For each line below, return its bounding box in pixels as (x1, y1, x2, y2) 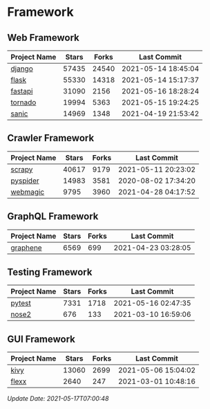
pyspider (10, 176, 39, 185)
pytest (10, 298, 31, 308)
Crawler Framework (7, 132, 95, 144)
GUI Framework (7, 333, 76, 345)
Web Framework (7, 32, 79, 44)
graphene (10, 243, 43, 253)
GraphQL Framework (7, 210, 99, 222)
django (10, 64, 33, 73)
